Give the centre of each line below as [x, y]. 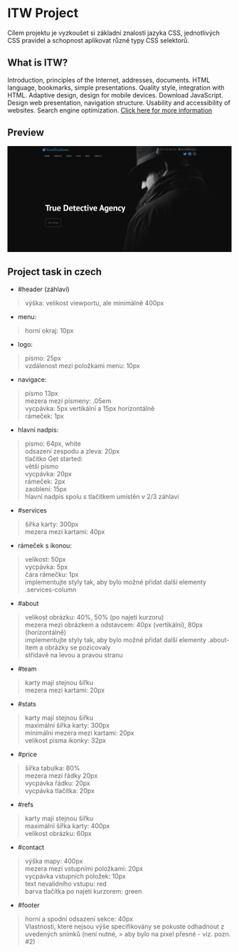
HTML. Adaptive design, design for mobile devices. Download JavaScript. [116, 95]
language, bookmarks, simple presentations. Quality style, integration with [116, 88]
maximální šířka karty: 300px [67, 725]
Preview [26, 133]
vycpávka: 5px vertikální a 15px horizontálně [90, 408]
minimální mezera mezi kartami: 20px [79, 733]
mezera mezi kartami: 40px [65, 531]
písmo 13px [41, 393]
